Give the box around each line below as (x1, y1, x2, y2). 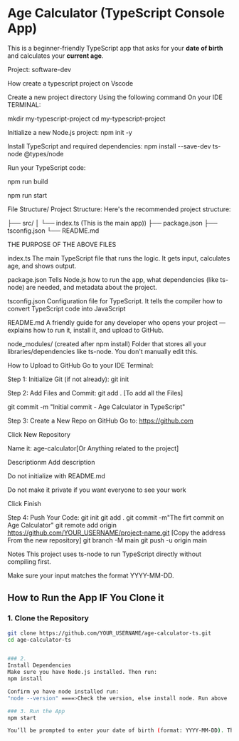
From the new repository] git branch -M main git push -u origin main (7, 535, 208, 544)
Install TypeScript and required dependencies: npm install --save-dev (7, 141, 211, 151)
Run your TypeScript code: (7, 163, 86, 172)
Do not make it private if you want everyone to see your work (7, 485, 186, 494)
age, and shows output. (7, 261, 77, 270)
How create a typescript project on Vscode (7, 79, 134, 87)
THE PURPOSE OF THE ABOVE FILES (7, 240, 117, 248)
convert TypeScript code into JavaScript (7, 304, 126, 313)
